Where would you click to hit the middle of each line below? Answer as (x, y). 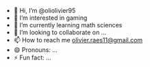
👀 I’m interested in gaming (50, 18)
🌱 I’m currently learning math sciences (68, 25)
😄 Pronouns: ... (36, 50)
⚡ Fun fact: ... (32, 57)
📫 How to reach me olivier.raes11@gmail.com (78, 40)
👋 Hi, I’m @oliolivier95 (45, 11)
